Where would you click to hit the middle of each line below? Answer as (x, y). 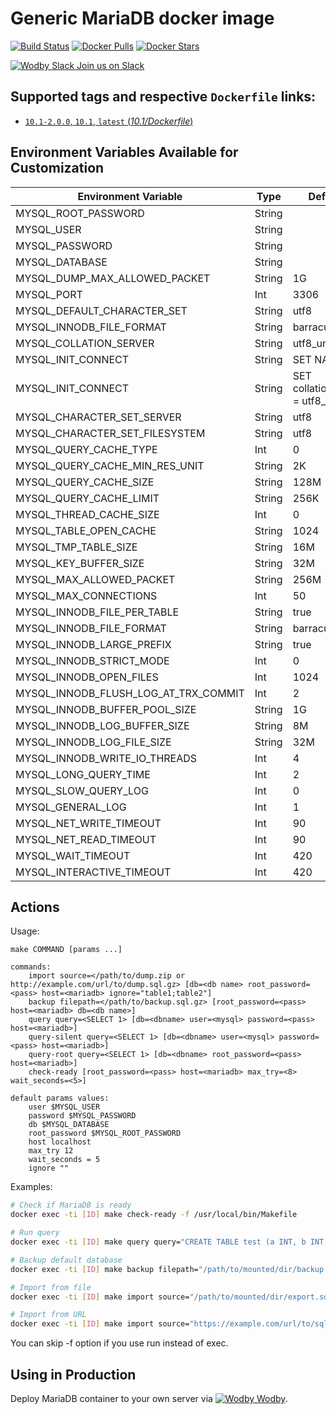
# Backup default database (66, 1260)
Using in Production (73, 1374)
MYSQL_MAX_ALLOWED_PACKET (95, 579)
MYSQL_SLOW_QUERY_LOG (82, 790)
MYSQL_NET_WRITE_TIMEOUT (88, 823)
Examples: (31, 1187)
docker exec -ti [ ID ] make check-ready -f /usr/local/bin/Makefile (154, 1215)
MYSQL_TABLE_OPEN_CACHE (86, 530)
